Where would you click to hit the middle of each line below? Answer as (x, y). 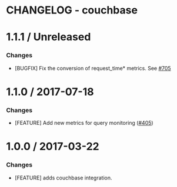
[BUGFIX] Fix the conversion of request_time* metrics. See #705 (93, 68)
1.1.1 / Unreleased (49, 37)
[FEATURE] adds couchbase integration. (63, 178)
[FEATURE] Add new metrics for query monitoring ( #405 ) (84, 123)
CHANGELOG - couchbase (72, 10)
